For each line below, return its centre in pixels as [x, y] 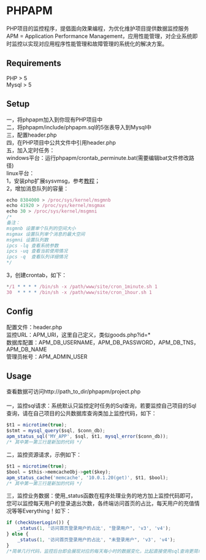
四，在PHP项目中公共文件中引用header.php [61, 142]
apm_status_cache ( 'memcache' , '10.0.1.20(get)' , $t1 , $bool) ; [87, 478]
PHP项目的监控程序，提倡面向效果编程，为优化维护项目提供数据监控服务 [98, 28]
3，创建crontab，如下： [37, 275]
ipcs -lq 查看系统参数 [32, 246]
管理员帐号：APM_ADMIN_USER [47, 357]
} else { [17, 534]
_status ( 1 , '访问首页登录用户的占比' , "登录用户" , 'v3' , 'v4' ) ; [94, 528]
